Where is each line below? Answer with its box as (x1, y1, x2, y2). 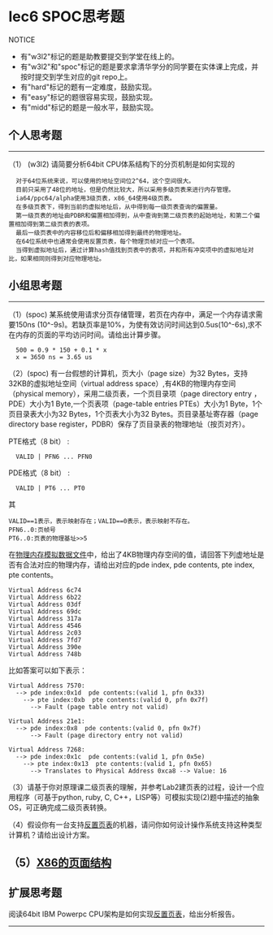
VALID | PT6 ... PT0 (15, 484, 85, 492)
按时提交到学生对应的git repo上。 (19, 71, 132, 81)
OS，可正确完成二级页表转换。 (8, 802, 111, 812)
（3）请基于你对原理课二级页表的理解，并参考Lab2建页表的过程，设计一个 (8, 781, 258, 792)
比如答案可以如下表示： (8, 665, 87, 675)
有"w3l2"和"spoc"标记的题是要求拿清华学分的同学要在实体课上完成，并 (19, 62, 259, 71)
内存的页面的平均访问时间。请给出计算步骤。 (15, 330, 165, 340)
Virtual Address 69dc (8, 607, 82, 616)
